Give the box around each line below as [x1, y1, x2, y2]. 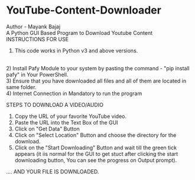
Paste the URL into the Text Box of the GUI [14, 119, 118, 126]
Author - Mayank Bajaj [6, 23, 61, 30]
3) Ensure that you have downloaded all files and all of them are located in [6, 77, 187, 84]
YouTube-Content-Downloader [6, 4, 161, 17]
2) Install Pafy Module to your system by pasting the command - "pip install [6, 64, 190, 71]
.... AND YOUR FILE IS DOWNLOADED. [6, 168, 99, 175]
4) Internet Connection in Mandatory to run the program [6, 90, 142, 97]
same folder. [6, 83, 37, 90]
